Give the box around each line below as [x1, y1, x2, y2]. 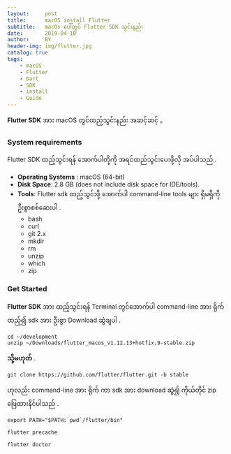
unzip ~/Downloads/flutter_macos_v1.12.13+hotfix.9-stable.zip [7, 339, 195, 346]
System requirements [7, 137, 82, 147]
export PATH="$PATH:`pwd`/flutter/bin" [7, 416, 124, 423]
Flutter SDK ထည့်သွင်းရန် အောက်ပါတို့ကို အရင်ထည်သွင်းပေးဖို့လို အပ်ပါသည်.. [7, 155, 217, 164]
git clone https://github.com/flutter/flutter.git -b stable [7, 371, 189, 378]
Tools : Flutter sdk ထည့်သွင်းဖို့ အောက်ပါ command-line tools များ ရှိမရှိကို [17, 190, 221, 198]
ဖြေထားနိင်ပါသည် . [7, 399, 59, 407]
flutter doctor [7, 441, 52, 448]
